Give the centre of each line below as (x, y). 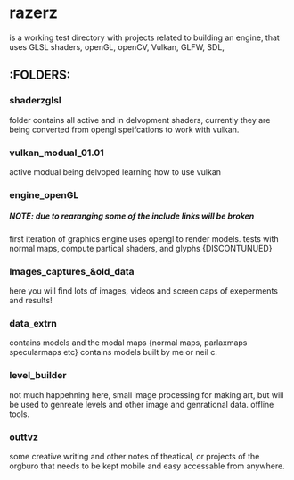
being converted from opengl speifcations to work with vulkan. (124, 129)
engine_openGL (44, 194)
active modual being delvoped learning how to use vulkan (115, 171)
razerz (33, 13)
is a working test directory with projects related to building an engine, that (145, 37)
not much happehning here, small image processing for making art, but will (147, 394)
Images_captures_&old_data (72, 271)
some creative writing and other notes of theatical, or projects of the (135, 456)
